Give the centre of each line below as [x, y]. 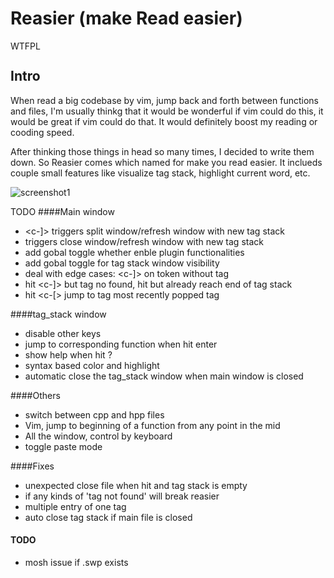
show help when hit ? [68, 354]
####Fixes [32, 466]
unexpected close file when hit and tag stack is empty [136, 485]
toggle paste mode [63, 446]
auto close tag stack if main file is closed [108, 517]
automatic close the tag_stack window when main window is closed [164, 376]
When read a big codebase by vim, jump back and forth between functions [164, 100]
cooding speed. [42, 132]
